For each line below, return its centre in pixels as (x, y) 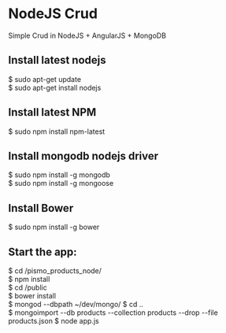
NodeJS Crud (53, 14)
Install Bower (41, 208)
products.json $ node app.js (54, 321)
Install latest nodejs (57, 60)
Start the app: (43, 252)
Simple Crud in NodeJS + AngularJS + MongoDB (87, 35)
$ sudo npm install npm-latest (57, 131)
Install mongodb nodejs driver (83, 155)
